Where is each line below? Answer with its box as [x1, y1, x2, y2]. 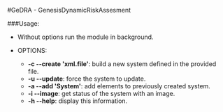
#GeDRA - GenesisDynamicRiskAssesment [7, 6, 131, 14]
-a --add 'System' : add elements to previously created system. [27, 82, 211, 90]
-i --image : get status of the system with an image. [27, 90, 175, 97]
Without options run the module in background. [17, 33, 154, 41]
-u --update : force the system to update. [27, 74, 146, 83]
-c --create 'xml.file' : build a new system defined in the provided [27, 60, 217, 68]
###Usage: [7, 19, 40, 27]
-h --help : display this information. [27, 97, 128, 105]
